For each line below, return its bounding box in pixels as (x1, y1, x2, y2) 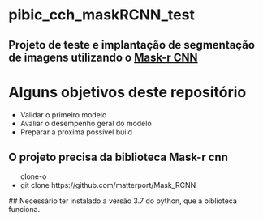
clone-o (19, 172, 47, 181)
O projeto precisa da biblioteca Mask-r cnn (8, 150, 229, 164)
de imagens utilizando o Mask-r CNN (8, 50, 198, 64)
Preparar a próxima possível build (19, 127, 132, 137)
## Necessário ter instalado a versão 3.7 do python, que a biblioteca (8, 196, 238, 206)
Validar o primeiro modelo (19, 109, 107, 119)
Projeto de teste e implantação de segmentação (8, 38, 256, 52)
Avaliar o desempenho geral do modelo (19, 118, 152, 128)
